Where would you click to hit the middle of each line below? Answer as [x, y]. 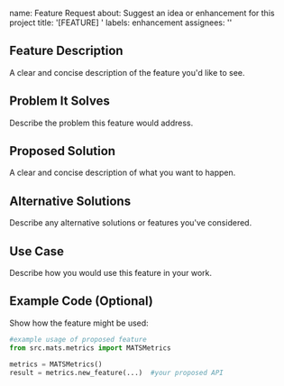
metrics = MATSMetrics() [56, 364]
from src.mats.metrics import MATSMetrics [90, 348]
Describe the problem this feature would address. [101, 123]
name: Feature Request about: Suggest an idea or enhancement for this [142, 13]
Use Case [37, 251]
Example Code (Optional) [81, 301]
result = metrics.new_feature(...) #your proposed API [116, 372]
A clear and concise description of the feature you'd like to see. [127, 72]
